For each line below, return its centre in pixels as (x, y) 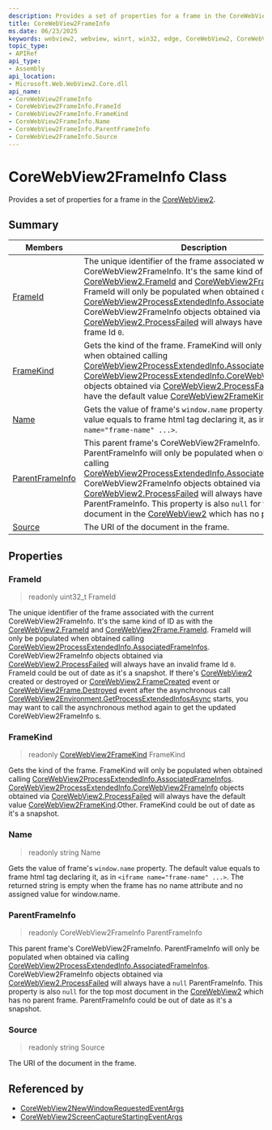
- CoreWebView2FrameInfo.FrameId (65, 106)
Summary (34, 224)
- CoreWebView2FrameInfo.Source (63, 136)
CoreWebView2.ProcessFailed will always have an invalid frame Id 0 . (122, 664)
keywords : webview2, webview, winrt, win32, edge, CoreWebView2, (121, 39)
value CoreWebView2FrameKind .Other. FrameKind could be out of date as (132, 805)
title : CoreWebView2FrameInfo (59, 24)
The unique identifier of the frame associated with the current (111, 613)
